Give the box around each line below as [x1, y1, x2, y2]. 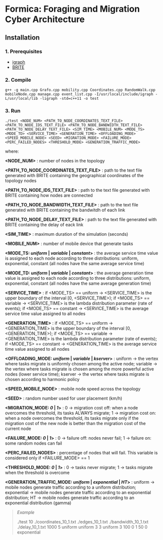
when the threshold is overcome [5, 470, 70, 475]
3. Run [5, 108, 21, 114]
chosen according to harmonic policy [5, 377, 80, 382]
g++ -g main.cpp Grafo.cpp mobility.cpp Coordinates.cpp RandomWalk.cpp [5, 88, 156, 92]
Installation [5, 33, 40, 42]
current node [5, 426, 32, 431]
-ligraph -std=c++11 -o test [39, 96, 99, 101]
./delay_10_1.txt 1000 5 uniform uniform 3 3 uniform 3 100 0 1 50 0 [17, 524, 147, 530]
